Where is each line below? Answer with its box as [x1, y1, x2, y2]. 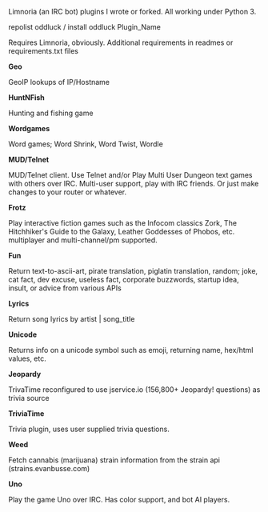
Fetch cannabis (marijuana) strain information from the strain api [8, 455, 220, 465]
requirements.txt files [8, 46, 78, 55]
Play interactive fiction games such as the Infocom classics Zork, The [8, 218, 238, 227]
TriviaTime [8, 409, 45, 418]
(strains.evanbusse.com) [8, 464, 90, 473]
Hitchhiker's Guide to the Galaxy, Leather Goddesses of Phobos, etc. [8, 227, 235, 236]
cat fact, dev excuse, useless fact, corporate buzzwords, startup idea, [8, 275, 239, 284]
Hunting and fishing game [8, 108, 94, 118]
